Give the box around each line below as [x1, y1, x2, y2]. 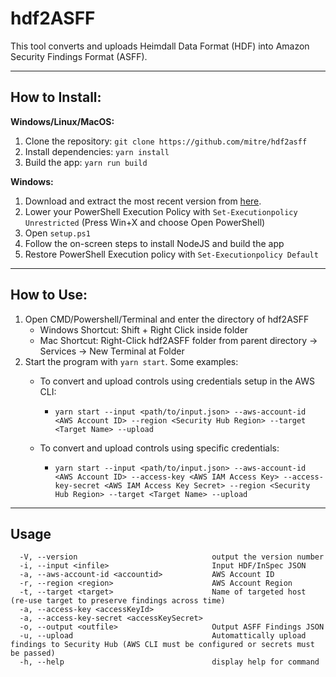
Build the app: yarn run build [24, 156, 148, 168]
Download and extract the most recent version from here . [24, 195, 262, 207]
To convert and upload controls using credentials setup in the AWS [39, 375, 316, 387]
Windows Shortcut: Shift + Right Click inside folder [39, 323, 249, 336]
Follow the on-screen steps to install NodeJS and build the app [24, 237, 285, 249]
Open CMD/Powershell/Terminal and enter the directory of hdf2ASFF [24, 313, 310, 325]
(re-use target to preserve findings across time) [10, 596, 226, 606]
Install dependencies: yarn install [24, 145, 170, 157]
